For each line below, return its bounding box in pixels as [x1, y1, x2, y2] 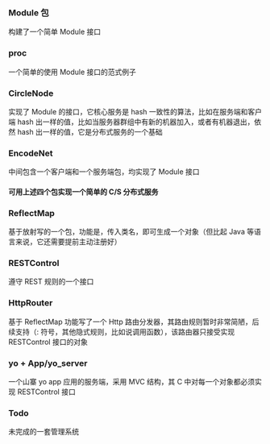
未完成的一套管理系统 [8, 427, 79, 437]
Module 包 [8, 6, 50, 18]
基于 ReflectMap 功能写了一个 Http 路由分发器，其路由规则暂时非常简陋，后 [8, 317, 260, 326]
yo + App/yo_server [8, 357, 88, 368]
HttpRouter [8, 297, 53, 309]
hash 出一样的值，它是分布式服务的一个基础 [17, 127, 163, 136]
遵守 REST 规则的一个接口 [8, 276, 94, 287]
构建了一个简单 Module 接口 [8, 27, 102, 37]
